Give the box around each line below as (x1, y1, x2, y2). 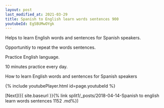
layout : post (5, 7, 32, 12)
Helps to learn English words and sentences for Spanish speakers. (5, 35, 141, 41)
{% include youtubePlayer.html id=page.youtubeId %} (5, 83, 116, 89)
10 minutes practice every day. (5, 64, 68, 70)
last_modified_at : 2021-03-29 (5, 12, 68, 17)
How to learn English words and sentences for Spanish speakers (5, 73, 138, 80)
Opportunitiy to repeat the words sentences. (5, 44, 96, 50)
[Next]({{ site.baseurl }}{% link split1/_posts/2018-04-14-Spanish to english (5, 93, 160, 99)
